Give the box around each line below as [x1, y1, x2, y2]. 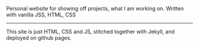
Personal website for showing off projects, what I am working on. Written [6, 5, 184, 12]
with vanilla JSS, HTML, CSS [6, 11, 76, 18]
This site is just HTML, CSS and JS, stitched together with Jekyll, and [6, 28, 175, 35]
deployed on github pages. [6, 35, 72, 41]
